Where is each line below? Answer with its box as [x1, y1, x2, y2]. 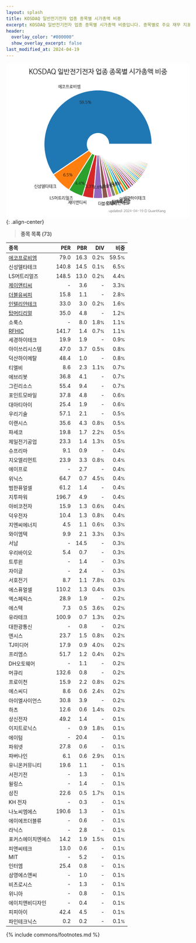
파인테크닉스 [8, 918, 37, 925]
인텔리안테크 [8, 300, 37, 307]
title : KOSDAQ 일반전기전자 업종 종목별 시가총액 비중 [6, 15, 121, 22]
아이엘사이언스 [8, 697, 42, 704]
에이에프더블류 [8, 817, 42, 824]
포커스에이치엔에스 [8, 836, 51, 843]
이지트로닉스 [8, 724, 37, 732]
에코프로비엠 [8, 254, 37, 261]
